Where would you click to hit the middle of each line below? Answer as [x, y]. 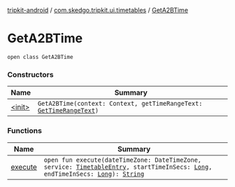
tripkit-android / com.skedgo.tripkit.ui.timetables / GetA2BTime [98, 10]
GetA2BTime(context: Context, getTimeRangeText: [120, 104]
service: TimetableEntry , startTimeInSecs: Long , [128, 167]
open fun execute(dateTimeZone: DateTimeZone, [122, 160]
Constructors [30, 74]
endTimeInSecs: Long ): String [94, 174]
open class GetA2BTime [40, 57]
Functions [24, 131]
